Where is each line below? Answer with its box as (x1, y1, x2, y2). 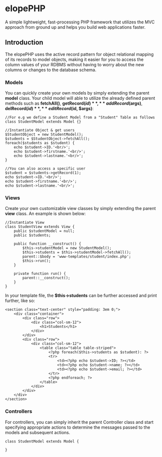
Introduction (5, 38, 44, 47)
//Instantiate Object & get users (5, 128, 75, 133)
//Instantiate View (5, 220, 45, 225)
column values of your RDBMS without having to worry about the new (5, 61, 145, 67)
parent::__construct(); (22, 276, 70, 281)
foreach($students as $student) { (5, 141, 75, 146)
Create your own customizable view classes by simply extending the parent (5, 206, 156, 211)
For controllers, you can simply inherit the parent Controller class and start (5, 419, 154, 425)
